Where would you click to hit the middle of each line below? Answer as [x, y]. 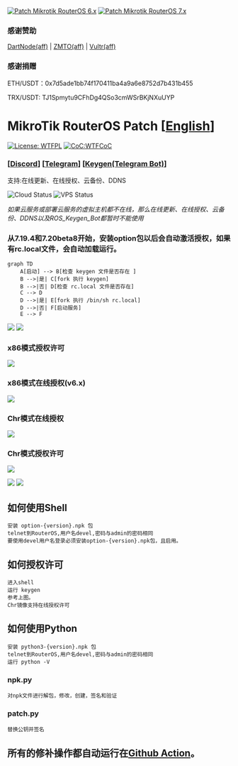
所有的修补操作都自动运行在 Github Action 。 [104, 753]
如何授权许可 [35, 564]
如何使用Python [42, 629]
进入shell [21, 582]
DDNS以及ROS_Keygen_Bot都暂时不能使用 [81, 218]
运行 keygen [24, 590]
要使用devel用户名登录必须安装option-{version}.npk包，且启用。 [95, 541]
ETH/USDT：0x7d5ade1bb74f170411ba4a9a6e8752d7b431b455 [100, 83]
